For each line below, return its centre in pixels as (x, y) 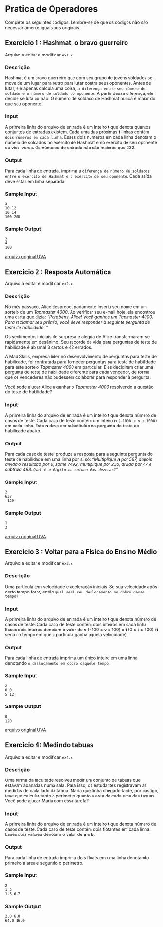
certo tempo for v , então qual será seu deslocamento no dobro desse (75, 592)
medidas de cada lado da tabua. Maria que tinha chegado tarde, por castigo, (82, 790)
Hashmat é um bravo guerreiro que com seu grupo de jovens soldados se (79, 78)
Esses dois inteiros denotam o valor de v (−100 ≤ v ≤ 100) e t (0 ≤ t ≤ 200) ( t (81, 630)
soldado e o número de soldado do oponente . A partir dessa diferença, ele (79, 93)
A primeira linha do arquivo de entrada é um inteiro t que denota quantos (78, 127)
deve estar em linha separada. (35, 181)
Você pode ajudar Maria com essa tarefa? (47, 801)
